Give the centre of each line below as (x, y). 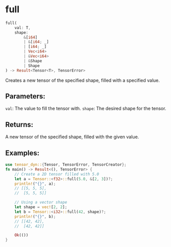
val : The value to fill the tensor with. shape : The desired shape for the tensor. (86, 109)
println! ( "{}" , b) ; (35, 216)
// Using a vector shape (41, 203)
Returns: (19, 124)
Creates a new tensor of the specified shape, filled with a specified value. (82, 80)
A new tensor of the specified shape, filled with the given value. (72, 137)
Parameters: (25, 96)
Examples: (22, 153)
